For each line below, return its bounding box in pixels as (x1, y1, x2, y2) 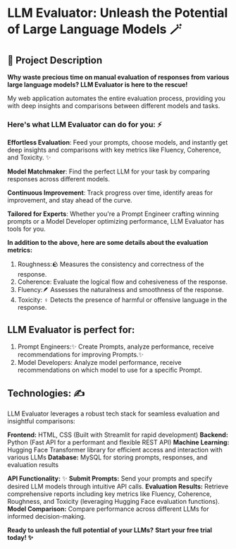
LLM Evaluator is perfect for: (7, 323, 135, 336)
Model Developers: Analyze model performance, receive (17, 358, 182, 367)
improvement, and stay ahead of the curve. (7, 196, 132, 205)
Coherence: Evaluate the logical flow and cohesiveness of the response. (17, 277, 228, 286)
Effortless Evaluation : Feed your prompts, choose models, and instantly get (7, 138, 228, 147)
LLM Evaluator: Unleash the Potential (7, 5, 228, 21)
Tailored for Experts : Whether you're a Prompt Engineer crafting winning (7, 210, 220, 218)
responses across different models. (7, 175, 111, 183)
